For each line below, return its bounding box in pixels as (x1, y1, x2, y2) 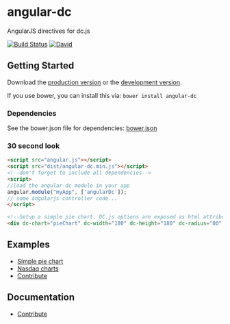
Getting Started (7, 60, 75, 72)
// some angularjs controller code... (7, 195, 118, 202)
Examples (7, 239, 50, 251)
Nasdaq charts (16, 264, 59, 273)
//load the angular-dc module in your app (7, 182, 130, 189)
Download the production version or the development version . (7, 78, 182, 86)
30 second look (7, 141, 60, 151)
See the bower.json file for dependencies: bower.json (7, 124, 157, 132)
